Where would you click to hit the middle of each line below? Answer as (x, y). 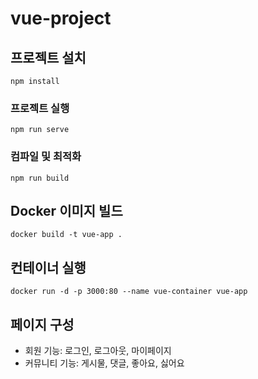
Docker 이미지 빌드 (66, 210)
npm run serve (40, 130)
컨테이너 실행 (48, 267)
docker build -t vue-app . (66, 235)
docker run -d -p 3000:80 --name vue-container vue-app (129, 292)
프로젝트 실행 (40, 108)
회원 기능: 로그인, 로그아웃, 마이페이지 (98, 351)
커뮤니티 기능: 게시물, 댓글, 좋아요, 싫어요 (104, 363)
